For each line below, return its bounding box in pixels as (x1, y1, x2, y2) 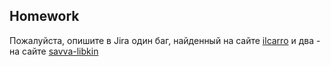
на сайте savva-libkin (9, 45, 99, 57)
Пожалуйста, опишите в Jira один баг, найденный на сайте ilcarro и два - (9, 34, 321, 46)
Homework (9, 8, 80, 25)
